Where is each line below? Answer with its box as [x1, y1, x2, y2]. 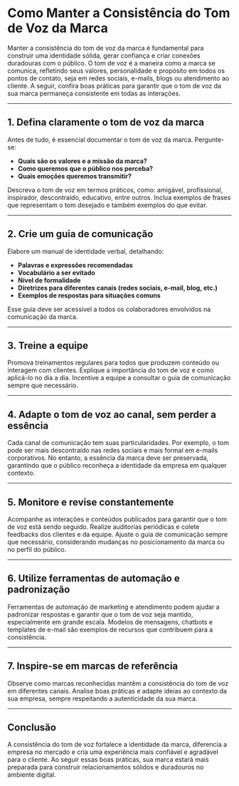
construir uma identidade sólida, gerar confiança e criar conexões [7, 51, 201, 60]
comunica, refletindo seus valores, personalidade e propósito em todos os [7, 66, 225, 75]
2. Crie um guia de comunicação [7, 228, 154, 240]
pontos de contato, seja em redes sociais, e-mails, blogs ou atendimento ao [7, 73, 230, 83]
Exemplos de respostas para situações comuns [17, 290, 161, 300]
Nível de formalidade [17, 276, 81, 284]
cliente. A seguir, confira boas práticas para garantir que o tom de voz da [7, 81, 222, 90]
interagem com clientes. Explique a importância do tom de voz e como [7, 366, 214, 374]
